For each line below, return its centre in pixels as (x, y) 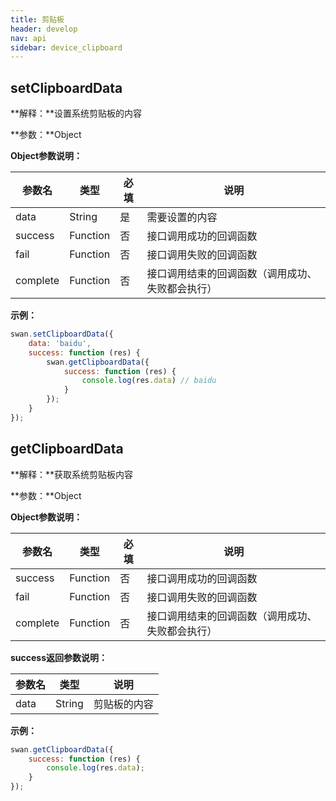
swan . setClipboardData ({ (62, 334)
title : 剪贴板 (37, 19)
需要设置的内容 (182, 218)
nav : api (28, 38)
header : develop (44, 29)
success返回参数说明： (59, 657)
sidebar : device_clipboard (66, 47)
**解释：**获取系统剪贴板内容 (72, 474)
